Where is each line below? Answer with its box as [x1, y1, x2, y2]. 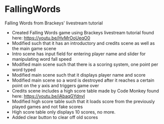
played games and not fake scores [11, 104, 83, 110]
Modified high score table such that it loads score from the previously [11, 98, 155, 104]
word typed [11, 66, 36, 73]
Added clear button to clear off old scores [11, 114, 98, 120]
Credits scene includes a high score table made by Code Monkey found [11, 88, 159, 94]
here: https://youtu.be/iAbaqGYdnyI [11, 93, 85, 99]
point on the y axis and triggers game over [11, 82, 99, 88]
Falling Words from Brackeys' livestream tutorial [4, 20, 103, 26]
